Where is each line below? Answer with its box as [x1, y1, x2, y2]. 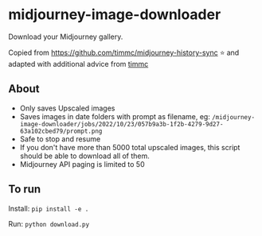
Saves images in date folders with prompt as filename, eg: [19, 111, 211, 121]
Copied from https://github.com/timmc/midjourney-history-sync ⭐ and [8, 48, 240, 57]
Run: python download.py [8, 219, 90, 228]
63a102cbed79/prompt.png [19, 127, 103, 135]
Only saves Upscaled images [19, 103, 115, 113]
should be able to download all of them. [19, 151, 150, 161]
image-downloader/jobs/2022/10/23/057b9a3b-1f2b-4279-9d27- [19, 120, 224, 128]
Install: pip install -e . [8, 203, 89, 213]
